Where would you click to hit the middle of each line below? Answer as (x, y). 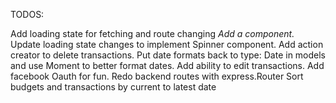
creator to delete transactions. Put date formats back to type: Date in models (168, 55)
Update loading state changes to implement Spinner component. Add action (167, 44)
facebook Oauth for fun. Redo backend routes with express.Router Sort (157, 76)
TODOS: (27, 14)
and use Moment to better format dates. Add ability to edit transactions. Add (167, 65)
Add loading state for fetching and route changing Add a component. (152, 33)
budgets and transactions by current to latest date (113, 87)
